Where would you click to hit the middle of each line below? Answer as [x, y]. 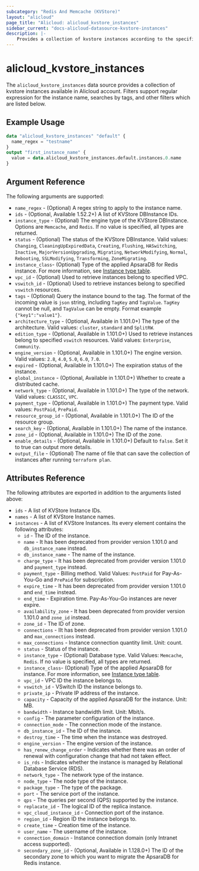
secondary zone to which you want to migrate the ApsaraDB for [101, 856]
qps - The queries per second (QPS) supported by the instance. [101, 800]
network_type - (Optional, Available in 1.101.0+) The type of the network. [102, 390]
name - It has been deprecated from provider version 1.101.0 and [101, 542]
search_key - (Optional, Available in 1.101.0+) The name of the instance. [101, 428]
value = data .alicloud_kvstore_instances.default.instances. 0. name [97, 158]
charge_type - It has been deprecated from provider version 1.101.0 [105, 561]
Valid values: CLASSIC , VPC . [46, 396]
